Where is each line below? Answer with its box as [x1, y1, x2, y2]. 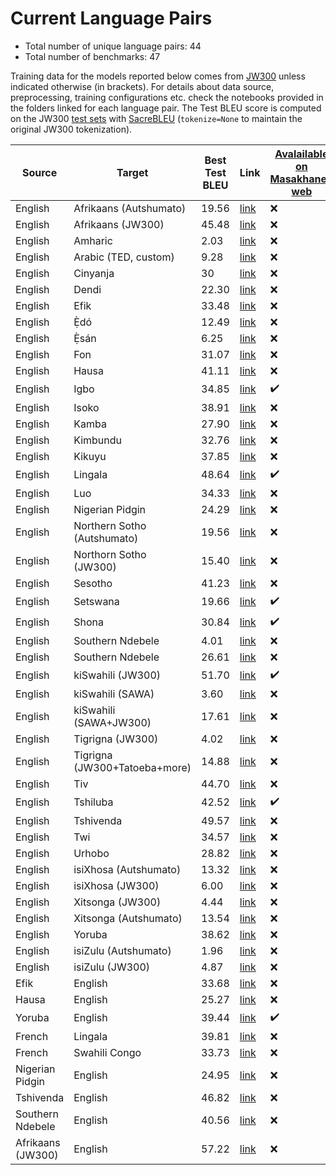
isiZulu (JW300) [73, 960, 151, 974]
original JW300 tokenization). [10, 123, 133, 135]
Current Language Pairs [10, 7, 213, 30]
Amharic [73, 233, 113, 247]
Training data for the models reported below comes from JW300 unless [10, 70, 306, 82]
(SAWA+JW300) [73, 715, 152, 729]
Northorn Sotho [73, 547, 147, 561]
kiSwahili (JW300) [73, 668, 162, 682]
